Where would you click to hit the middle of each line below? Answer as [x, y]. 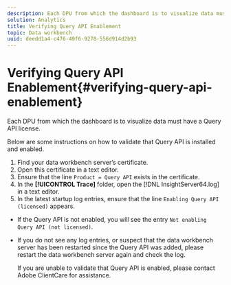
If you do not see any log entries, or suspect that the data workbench [115, 240]
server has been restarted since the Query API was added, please [110, 247]
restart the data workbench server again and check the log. [101, 255]
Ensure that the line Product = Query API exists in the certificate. [109, 177]
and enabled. [26, 149]
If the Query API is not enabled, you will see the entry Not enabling [112, 220]
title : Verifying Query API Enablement [64, 26]
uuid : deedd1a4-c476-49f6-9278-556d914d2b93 [72, 39]
